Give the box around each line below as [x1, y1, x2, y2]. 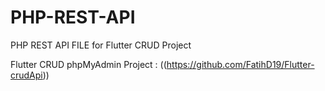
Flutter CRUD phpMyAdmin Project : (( [10, 58, 167, 70]
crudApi [10, 69, 43, 81]
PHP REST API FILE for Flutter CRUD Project [10, 39, 192, 51]
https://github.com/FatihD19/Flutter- [166, 58, 315, 70]
